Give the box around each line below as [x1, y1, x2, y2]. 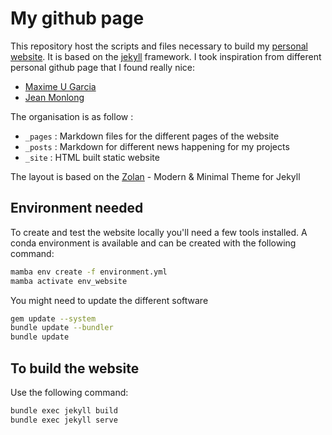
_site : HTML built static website [24, 151, 160, 163]
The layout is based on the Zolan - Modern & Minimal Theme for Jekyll [10, 170, 301, 182]
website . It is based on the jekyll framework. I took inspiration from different [10, 50, 322, 62]
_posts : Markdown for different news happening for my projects [24, 140, 290, 152]
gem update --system [10, 313, 97, 324]
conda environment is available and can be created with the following [10, 237, 297, 249]
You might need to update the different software [10, 294, 209, 306]
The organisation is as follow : [10, 110, 134, 122]
